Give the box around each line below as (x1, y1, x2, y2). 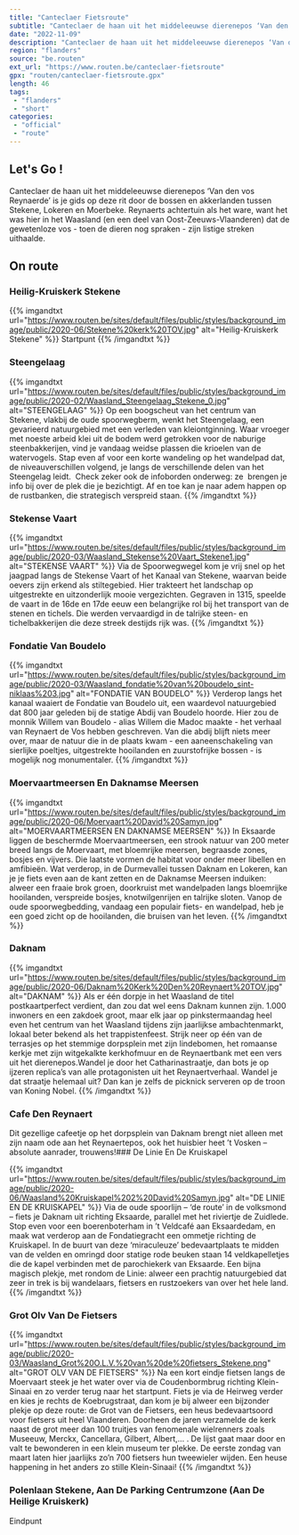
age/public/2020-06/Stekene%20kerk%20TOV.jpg (9, 324, 196, 335)
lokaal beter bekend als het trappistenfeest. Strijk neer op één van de (9, 1028, 263, 1039)
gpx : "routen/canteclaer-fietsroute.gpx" (9, 71, 166, 80)
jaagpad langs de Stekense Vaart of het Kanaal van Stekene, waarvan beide (9, 570, 287, 581)
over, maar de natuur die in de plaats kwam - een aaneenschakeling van (9, 735, 273, 746)
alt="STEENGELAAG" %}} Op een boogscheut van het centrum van (9, 404, 256, 415)
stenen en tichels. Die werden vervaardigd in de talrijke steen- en (9, 607, 249, 619)
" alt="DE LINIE (230, 1192, 286, 1203)
